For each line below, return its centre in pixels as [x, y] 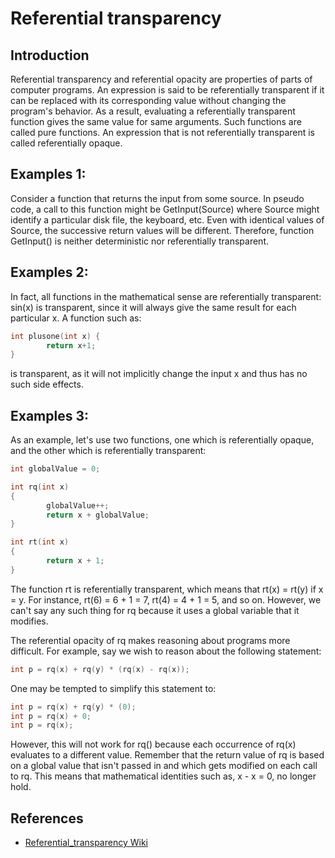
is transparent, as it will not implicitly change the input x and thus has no [159, 374]
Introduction [50, 55]
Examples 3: [49, 415]
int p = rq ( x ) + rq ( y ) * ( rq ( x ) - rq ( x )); [100, 669]
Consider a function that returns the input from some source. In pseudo [157, 198]
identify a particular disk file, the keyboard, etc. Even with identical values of [167, 219]
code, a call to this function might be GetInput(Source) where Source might [165, 209]
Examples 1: [48, 174]
